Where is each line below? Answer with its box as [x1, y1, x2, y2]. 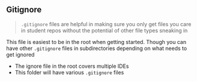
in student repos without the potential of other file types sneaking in [20, 27, 188, 34]
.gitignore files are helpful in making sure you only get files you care [20, 20, 192, 27]
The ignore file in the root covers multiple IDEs [14, 62, 130, 70]
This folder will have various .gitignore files [14, 68, 124, 76]
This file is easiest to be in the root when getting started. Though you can [6, 38, 187, 45]
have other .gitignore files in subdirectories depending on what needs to [6, 45, 187, 52]
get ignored [6, 51, 35, 58]
